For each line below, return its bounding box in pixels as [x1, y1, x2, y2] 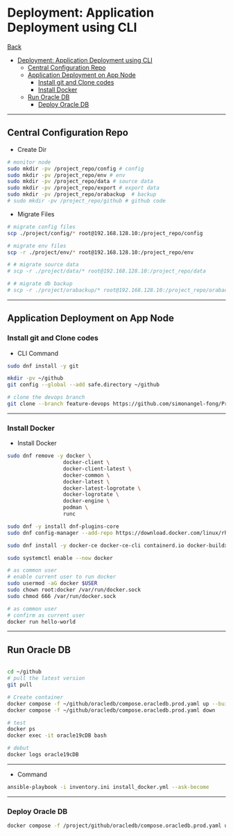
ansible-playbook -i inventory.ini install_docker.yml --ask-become [7, 783, 209, 790]
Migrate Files [17, 210, 55, 218]
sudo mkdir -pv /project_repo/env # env [7, 171, 126, 178]
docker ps [7, 726, 36, 733]
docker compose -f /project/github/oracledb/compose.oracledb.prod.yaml [7, 822, 222, 830]
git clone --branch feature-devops [7, 400, 110, 407]
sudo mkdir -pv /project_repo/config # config [7, 165, 144, 172]
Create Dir [17, 145, 47, 153]
